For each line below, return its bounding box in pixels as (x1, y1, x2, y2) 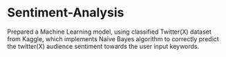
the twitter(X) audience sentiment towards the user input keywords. (7, 42, 200, 50)
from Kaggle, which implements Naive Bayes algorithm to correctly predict (7, 34, 219, 43)
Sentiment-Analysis (7, 5, 124, 21)
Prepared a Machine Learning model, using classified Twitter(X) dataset (7, 27, 212, 36)
